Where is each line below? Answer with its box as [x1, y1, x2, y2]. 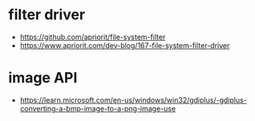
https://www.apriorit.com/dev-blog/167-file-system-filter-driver [19, 40, 230, 50]
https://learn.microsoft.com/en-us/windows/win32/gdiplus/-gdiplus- [19, 95, 247, 105]
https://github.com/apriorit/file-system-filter [19, 32, 166, 42]
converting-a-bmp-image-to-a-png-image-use [19, 103, 176, 113]
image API [8, 69, 78, 87]
